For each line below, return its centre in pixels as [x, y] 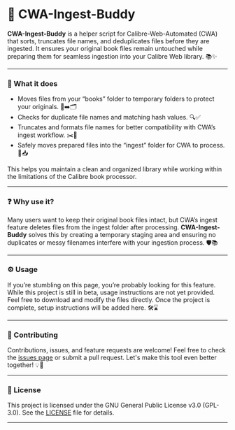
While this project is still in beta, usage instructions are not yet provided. [111, 292]
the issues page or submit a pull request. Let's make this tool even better [112, 358]
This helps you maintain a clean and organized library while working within [115, 169]
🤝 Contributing [33, 335]
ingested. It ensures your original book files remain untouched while [105, 48]
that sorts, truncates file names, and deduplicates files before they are [108, 41]
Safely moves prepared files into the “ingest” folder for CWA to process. [121, 145]
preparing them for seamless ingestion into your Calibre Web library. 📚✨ [112, 56]
